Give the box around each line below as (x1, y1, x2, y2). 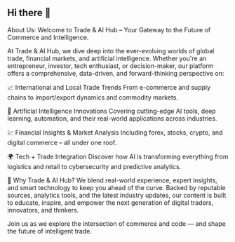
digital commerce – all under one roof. (7, 138, 117, 147)
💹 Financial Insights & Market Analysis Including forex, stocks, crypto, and (7, 128, 223, 137)
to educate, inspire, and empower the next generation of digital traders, (7, 198, 214, 207)
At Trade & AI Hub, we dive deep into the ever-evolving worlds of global (7, 46, 215, 55)
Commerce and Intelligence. (7, 33, 89, 41)
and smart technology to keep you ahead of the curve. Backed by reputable (7, 183, 226, 191)
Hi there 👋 (7, 7, 51, 19)
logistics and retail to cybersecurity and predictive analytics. (7, 162, 182, 170)
